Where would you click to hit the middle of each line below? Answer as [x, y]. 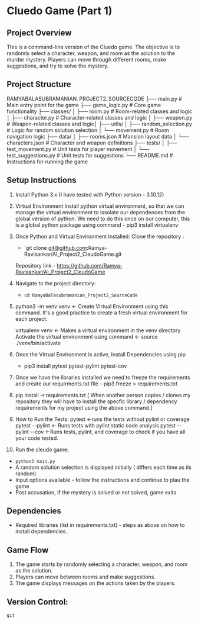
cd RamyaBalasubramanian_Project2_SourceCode [81, 295]
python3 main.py [35, 461]
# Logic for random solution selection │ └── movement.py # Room [88, 130]
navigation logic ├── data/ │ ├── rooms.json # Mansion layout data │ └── [98, 136]
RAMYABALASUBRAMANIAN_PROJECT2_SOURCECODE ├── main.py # [94, 98]
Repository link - [35, 265]
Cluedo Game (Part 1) [60, 11]
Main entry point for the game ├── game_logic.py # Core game [84, 105]
